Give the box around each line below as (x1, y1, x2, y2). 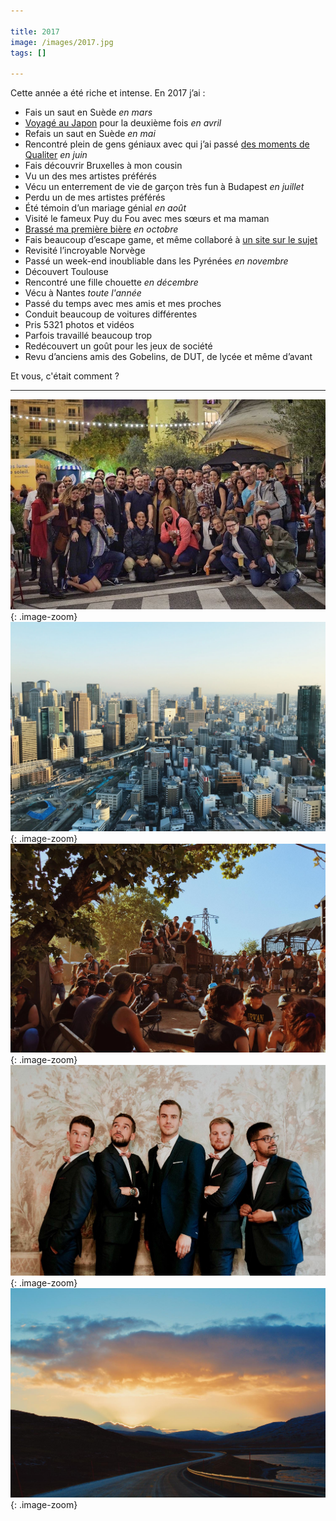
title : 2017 (10, 26, 60, 37)
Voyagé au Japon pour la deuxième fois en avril (24, 117, 222, 129)
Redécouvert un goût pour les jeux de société (24, 340, 213, 352)
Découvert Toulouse (24, 266, 109, 278)
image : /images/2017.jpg (10, 37, 114, 47)
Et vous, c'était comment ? (10, 370, 120, 382)
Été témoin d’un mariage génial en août (24, 202, 187, 214)
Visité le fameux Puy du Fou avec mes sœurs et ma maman (24, 213, 270, 225)
